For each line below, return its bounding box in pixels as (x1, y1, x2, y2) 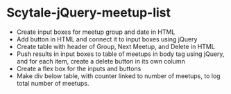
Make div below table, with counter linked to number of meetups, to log (16, 71, 221, 80)
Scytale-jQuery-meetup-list (6, 5, 171, 21)
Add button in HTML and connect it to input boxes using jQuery (16, 35, 198, 43)
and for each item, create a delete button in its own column (16, 57, 185, 65)
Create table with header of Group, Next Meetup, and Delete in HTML (16, 42, 216, 50)
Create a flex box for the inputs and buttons (16, 64, 142, 73)
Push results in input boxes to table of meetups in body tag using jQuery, (16, 50, 225, 58)
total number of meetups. (16, 79, 89, 87)
